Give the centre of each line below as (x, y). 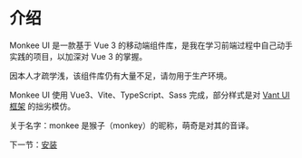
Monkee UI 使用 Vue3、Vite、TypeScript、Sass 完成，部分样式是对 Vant (145, 95)
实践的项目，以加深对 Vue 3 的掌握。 (78, 56)
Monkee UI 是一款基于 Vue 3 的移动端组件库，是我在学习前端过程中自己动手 (151, 45)
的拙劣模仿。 (51, 106)
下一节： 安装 (33, 144)
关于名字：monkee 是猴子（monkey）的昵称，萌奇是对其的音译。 (132, 125)
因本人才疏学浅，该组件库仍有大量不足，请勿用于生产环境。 (121, 75)
